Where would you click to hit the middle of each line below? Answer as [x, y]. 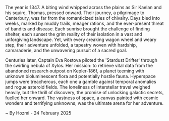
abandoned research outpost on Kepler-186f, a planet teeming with [75, 71]
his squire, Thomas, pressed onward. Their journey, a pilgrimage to [75, 13]
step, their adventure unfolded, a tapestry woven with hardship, [71, 45]
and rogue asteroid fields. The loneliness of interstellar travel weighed [78, 87]
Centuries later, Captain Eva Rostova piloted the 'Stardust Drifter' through [81, 60]
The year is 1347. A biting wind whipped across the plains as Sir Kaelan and [83, 7]
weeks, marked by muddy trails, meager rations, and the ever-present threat [84, 23]
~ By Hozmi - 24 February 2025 [38, 113]
